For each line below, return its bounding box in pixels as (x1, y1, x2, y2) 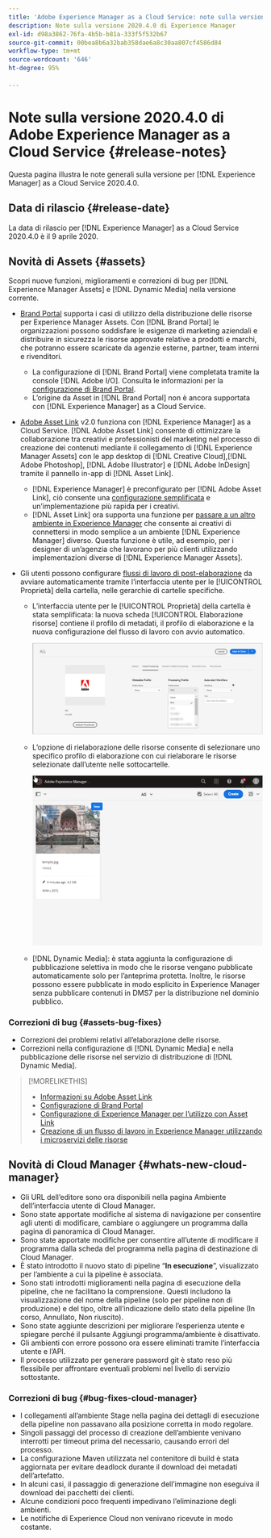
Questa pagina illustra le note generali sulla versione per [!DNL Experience (8, 169, 256, 179)
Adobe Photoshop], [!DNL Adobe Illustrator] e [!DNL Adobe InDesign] (19, 460, 251, 470)
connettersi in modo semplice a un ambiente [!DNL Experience (31, 527, 240, 537)
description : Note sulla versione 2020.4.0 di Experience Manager (8, 21, 236, 30)
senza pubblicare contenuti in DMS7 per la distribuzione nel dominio (31, 988, 260, 997)
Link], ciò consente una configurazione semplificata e (31, 493, 211, 503)
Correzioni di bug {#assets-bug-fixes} (8, 1017, 163, 1028)
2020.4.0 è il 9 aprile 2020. (8, 231, 99, 241)
